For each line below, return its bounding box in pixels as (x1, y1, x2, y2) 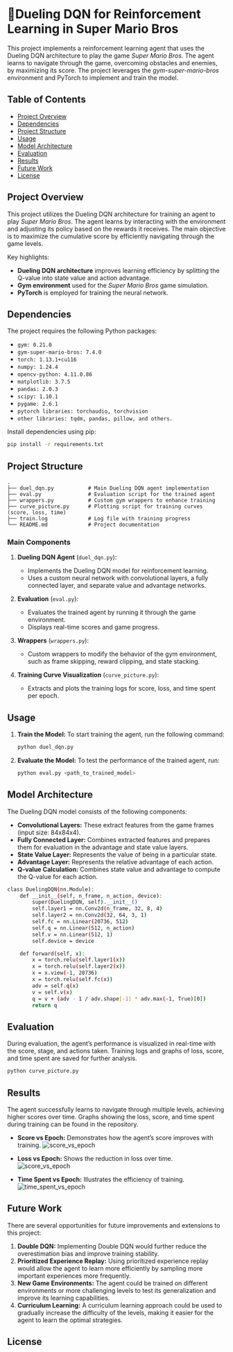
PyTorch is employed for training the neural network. (17, 288, 169, 297)
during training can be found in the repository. (7, 1120, 139, 1128)
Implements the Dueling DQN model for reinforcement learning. (27, 566, 209, 575)
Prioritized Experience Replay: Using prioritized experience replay (17, 1257, 209, 1265)
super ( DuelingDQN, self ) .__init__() (32, 899, 138, 906)
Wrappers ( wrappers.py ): (17, 636, 89, 645)
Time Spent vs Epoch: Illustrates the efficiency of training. (17, 1175, 185, 1183)
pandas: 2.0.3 (17, 386, 58, 393)
